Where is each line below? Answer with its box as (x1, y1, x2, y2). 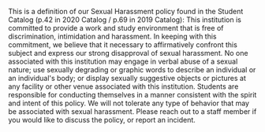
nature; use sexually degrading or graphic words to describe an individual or (8, 65, 256, 74)
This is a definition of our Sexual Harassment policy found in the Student (8, 7, 244, 16)
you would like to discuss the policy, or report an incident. (8, 115, 196, 124)
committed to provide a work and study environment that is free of (8, 24, 224, 32)
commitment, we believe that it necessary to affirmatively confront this (8, 40, 238, 49)
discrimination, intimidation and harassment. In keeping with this (8, 31, 217, 41)
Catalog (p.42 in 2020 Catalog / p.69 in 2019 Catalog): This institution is (8, 15, 242, 24)
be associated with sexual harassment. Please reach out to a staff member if (8, 107, 257, 116)
